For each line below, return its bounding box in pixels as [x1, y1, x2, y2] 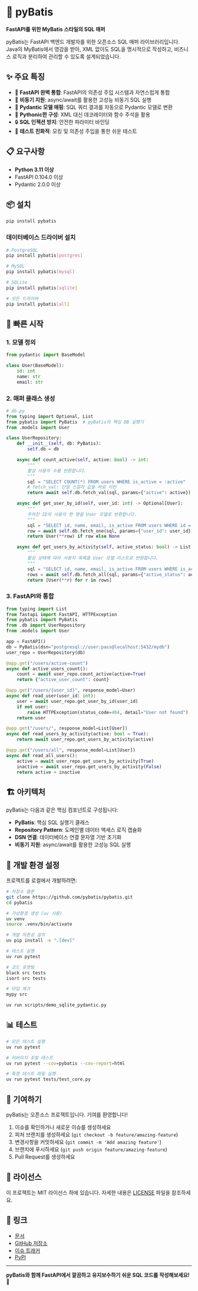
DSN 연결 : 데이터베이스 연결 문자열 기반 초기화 [14, 833, 122, 841]
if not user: [16, 703, 49, 710]
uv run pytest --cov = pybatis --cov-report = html [6, 1060, 126, 1066]
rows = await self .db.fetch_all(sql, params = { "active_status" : [27, 572, 186, 578]
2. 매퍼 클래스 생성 [6, 394, 55, 403]
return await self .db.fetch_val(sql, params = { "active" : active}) [27, 490, 192, 496]
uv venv [6, 916, 25, 922]
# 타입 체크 [6, 986, 31, 992]
